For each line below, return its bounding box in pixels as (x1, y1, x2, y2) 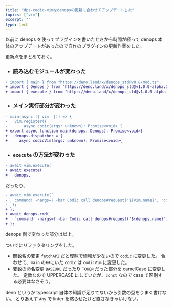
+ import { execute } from (5, 89, 63, 95)
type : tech (5, 21, 29, 27)
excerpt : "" (5, 17, 31, 22)
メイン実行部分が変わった (12, 102, 76, 109)
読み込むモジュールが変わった (12, 68, 86, 75)
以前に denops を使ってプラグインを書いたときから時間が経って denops (5, 36, 157, 42)
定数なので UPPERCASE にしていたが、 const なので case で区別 (23, 272, 158, 278)
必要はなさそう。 (17, 278, 53, 284)
